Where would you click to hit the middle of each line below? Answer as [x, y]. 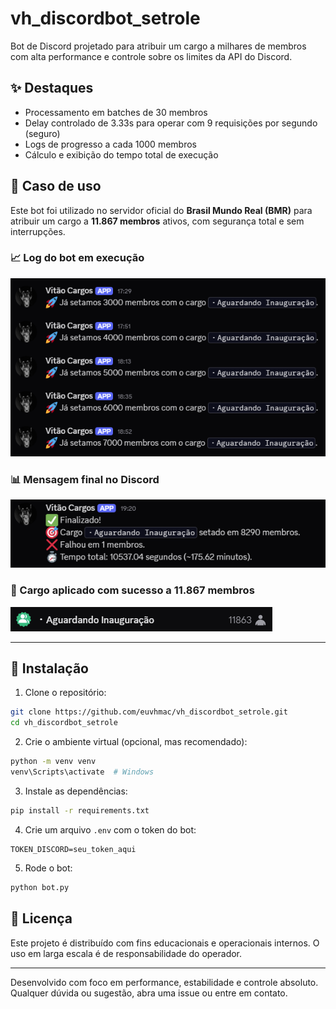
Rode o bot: [48, 868]
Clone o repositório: [65, 693]
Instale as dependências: [76, 791]
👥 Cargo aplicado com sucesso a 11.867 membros [132, 590]
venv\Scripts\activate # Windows [82, 772]
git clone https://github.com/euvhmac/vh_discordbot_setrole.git [149, 712]
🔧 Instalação [49, 668]
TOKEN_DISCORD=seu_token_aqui [73, 849]
